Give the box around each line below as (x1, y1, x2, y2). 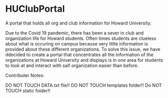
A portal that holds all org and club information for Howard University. (5, 20, 152, 26)
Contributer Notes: (5, 72, 44, 78)
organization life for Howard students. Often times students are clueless (5, 35, 157, 41)
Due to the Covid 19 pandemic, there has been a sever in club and (5, 30, 144, 36)
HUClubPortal (5, 3, 65, 15)
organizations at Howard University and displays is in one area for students (5, 57, 163, 63)
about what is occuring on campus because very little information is (5, 40, 148, 46)
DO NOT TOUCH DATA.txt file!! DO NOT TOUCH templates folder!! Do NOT (5, 82, 162, 88)
